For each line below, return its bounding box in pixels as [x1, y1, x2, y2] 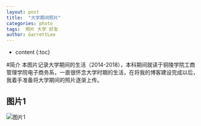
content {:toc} [15, 48, 51, 56]
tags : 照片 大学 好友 [6, 26, 58, 32]
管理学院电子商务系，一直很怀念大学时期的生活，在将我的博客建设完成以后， [6, 69, 199, 76]
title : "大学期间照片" [6, 15, 61, 21]
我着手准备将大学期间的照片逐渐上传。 [6, 76, 102, 84]
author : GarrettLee [6, 32, 56, 38]
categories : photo [6, 20, 53, 26]
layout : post [6, 9, 40, 15]
